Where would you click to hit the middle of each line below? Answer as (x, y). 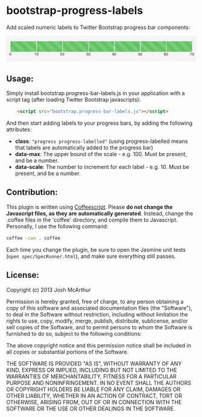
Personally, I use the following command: (57, 226)
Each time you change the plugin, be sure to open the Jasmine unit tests (96, 249)
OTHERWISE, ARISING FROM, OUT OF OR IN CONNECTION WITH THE (94, 402)
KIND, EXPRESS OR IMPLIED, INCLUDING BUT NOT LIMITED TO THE (92, 370)
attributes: (19, 130)
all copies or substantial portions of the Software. (67, 352)
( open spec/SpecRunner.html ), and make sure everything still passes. (91, 256)
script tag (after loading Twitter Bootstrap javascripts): (74, 100)
